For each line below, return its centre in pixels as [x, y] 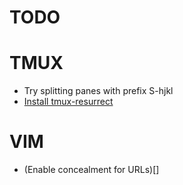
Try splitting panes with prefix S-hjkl [98, 91]
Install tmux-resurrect [68, 102]
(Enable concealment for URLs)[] [91, 170]
